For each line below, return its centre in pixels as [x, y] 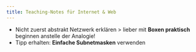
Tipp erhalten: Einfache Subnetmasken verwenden [80, 42]
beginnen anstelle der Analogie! [55, 36]
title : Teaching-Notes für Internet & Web [61, 12]
